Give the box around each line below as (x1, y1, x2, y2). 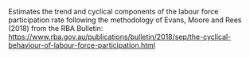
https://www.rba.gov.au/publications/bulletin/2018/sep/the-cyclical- (8, 32, 232, 41)
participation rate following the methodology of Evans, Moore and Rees (8, 15, 242, 25)
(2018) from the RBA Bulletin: (8, 24, 104, 33)
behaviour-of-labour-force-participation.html (8, 41, 156, 50)
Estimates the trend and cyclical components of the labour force (8, 7, 219, 16)
